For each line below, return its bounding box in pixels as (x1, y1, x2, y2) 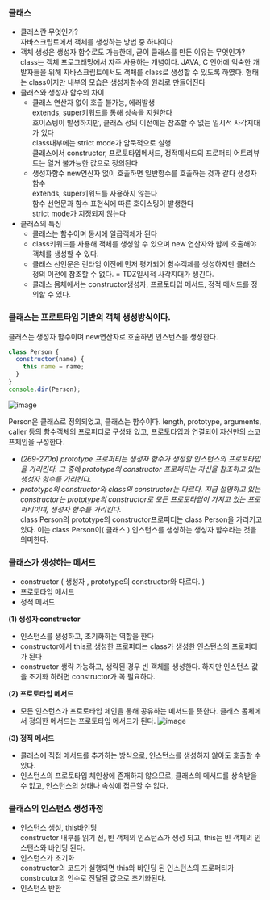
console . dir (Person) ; (8, 385, 81, 393)
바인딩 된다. (48, 843, 85, 853)
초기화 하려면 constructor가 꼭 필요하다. (28, 672, 156, 682)
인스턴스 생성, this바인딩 (19, 822, 98, 833)
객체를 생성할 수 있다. (31, 249, 99, 259)
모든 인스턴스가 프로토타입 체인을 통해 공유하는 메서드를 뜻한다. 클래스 (19, 706, 240, 716)
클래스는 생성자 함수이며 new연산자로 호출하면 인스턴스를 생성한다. (8, 331, 218, 341)
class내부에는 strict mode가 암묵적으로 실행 (31, 138, 172, 148)
